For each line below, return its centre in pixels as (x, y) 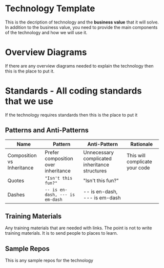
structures (95, 171)
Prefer (52, 152)
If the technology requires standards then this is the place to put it (71, 115)
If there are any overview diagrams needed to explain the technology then (79, 66)
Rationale (141, 144)
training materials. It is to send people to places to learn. (61, 233)
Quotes (16, 180)
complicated (98, 158)
